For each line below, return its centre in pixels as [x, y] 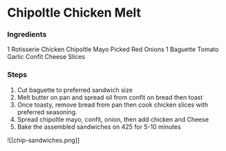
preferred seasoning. [47, 112]
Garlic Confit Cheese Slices [46, 57]
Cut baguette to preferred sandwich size [75, 90]
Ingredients [27, 35]
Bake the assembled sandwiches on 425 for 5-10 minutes [99, 127]
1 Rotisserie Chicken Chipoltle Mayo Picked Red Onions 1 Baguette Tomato [113, 49]
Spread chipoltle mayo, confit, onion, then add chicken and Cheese [113, 119]
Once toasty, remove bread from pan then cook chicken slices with [113, 105]
